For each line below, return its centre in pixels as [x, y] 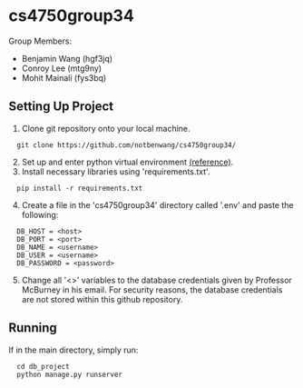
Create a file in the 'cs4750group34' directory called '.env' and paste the [157, 204]
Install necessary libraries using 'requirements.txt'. [116, 171]
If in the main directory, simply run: [73, 350]
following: [40, 214]
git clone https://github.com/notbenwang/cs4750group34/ [127, 145]
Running [33, 328]
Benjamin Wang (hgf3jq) [67, 58]
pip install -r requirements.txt [80, 188]
